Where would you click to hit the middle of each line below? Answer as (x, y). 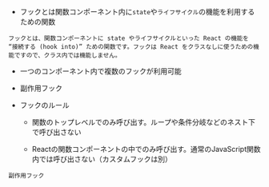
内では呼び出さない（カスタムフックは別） (102, 159)
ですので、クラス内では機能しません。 (68, 55)
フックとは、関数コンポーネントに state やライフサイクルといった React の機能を (129, 38)
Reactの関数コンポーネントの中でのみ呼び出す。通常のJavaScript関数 (146, 149)
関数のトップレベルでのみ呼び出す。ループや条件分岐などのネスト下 (144, 122)
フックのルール (44, 105)
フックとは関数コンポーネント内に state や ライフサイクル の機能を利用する (137, 12)
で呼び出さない (56, 132)
